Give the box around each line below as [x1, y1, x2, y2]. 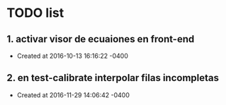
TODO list [6, 5, 64, 21]
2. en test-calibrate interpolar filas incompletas [6, 72, 220, 84]
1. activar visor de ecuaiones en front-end [6, 33, 195, 45]
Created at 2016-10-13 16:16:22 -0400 [16, 51, 128, 60]
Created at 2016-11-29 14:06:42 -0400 [16, 90, 130, 99]
